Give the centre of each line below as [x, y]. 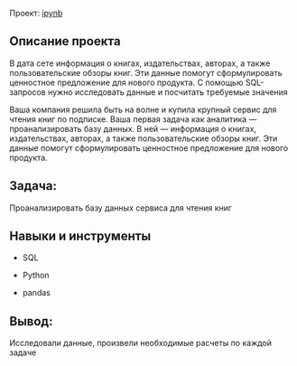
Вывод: [31, 321]
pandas [37, 293]
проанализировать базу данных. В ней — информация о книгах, [133, 128]
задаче [23, 352]
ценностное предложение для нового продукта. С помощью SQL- [137, 82]
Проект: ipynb [36, 13]
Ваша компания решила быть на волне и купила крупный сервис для [143, 109]
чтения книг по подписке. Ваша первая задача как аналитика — [133, 119]
